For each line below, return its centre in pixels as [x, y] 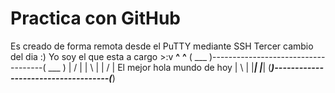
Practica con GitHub [96, 18]
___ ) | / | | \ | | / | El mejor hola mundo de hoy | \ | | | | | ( [160, 67]
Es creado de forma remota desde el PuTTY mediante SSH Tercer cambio [162, 46]
